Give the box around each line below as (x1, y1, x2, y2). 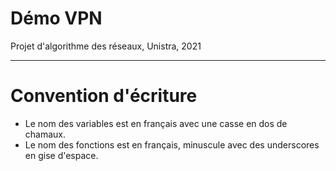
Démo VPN (10, 7, 103, 30)
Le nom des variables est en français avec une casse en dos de (24, 117, 288, 129)
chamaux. (24, 128, 67, 140)
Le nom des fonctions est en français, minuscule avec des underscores (24, 138, 320, 151)
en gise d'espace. (24, 149, 99, 161)
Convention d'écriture (10, 85, 198, 107)
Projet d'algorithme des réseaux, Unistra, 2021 (10, 40, 202, 52)
